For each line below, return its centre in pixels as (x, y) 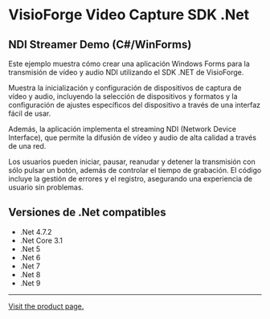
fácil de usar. (30, 113)
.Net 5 (30, 249)
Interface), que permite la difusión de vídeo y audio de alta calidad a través (133, 137)
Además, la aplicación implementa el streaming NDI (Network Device (123, 129)
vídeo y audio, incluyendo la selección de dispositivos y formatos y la (123, 96)
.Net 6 (30, 257)
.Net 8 (30, 274)
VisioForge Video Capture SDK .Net (129, 15)
